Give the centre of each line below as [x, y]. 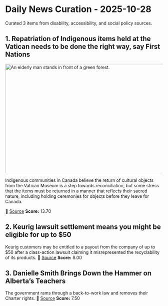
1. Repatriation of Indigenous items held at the [78, 39]
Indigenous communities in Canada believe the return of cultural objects [79, 180]
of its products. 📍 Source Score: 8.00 [44, 257]
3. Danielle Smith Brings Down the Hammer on [78, 273]
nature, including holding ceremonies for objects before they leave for [77, 196]
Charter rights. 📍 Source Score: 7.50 [42, 298]
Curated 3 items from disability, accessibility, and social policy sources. [79, 23]
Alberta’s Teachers [35, 281]
